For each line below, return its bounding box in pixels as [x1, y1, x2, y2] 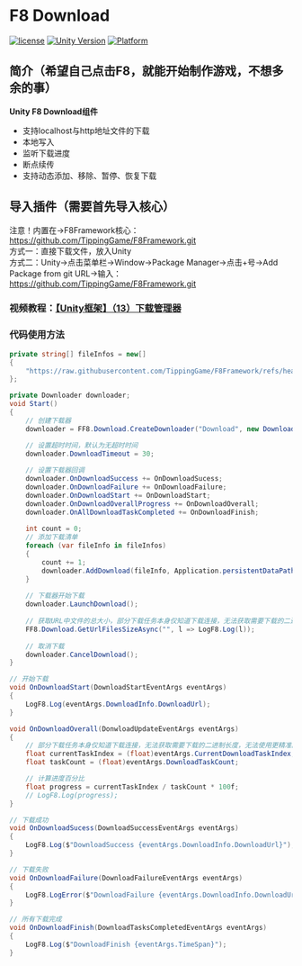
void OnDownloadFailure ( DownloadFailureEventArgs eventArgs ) [9, 873, 244, 882]
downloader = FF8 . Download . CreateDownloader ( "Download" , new [25, 424, 259, 433]
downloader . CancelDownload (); [25, 650, 139, 659]
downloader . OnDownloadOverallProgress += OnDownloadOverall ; [25, 499, 259, 509]
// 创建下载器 [25, 416, 72, 425]
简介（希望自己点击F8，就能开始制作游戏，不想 [9, 64, 272, 79]
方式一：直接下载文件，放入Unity [9, 245, 132, 257]
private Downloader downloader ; [9, 391, 130, 401]
